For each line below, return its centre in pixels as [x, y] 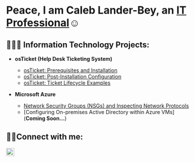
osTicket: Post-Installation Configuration [72, 77]
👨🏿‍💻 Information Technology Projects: [78, 45]
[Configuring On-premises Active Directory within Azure [92, 112]
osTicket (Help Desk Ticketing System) [64, 59]
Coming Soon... [45, 118]
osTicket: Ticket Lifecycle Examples [67, 83]
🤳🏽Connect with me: [45, 137]
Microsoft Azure [35, 94]
